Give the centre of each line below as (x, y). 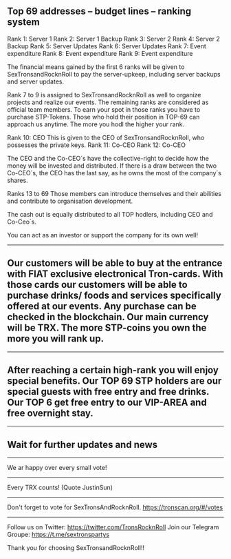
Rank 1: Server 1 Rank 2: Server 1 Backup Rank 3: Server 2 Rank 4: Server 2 (113, 39)
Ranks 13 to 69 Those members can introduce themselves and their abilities (114, 193)
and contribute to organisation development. (70, 201)
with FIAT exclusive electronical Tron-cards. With (115, 274)
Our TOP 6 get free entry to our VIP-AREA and (107, 403)
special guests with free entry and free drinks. (108, 392)
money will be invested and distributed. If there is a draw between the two (112, 166)
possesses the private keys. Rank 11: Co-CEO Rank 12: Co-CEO (96, 145)
